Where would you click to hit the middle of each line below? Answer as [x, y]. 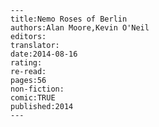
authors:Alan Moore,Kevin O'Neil [80, 28]
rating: [26, 63]
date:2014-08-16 [44, 54]
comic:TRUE [33, 98]
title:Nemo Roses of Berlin [69, 19]
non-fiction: [37, 89]
